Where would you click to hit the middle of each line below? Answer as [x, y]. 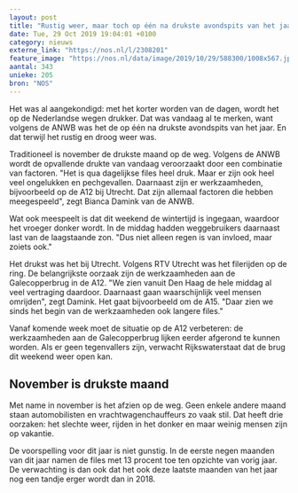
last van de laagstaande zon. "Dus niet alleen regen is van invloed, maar [141, 237]
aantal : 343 [31, 67]
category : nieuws [41, 42]
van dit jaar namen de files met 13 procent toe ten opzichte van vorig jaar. [143, 460]
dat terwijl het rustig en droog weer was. [83, 137]
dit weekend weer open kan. [61, 356]
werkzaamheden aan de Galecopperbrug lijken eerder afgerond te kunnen [145, 337]
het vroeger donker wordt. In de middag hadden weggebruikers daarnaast [145, 228]
